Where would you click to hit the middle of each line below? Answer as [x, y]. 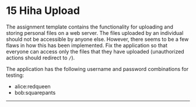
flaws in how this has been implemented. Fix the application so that [87, 45]
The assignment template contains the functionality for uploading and [90, 27]
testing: [15, 75]
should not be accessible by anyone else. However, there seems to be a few [97, 39]
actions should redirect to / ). [41, 58]
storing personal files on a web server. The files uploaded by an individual [95, 33]
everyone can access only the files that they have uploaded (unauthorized [95, 51]
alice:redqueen [32, 86]
